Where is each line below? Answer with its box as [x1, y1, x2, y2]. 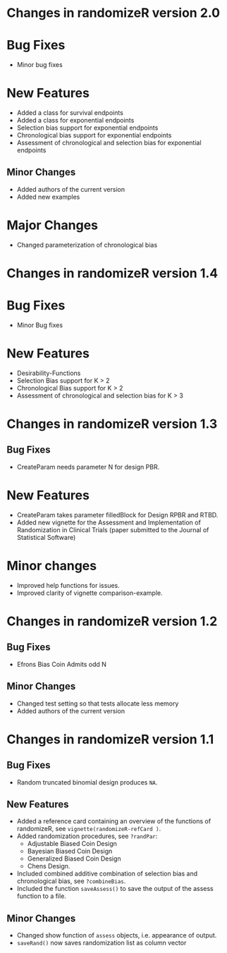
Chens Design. [27, 862, 70, 871]
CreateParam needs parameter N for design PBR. [16, 462, 160, 471]
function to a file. [16, 892, 66, 900]
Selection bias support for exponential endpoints [16, 123, 159, 132]
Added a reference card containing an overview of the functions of [16, 817, 211, 825]
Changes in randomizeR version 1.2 [6, 613, 218, 629]
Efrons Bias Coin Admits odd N [16, 660, 107, 668]
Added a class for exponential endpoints [16, 116, 135, 125]
